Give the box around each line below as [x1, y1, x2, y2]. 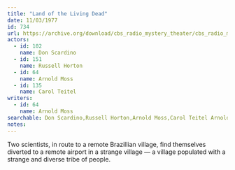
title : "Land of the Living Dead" [7, 10, 108, 17]
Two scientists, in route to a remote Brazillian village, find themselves [7, 140, 206, 148]
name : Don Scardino [20, 50, 77, 57]
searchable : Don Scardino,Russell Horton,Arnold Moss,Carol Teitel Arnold [7, 114, 230, 121]
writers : [7, 95, 33, 102]
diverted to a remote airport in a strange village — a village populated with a [7, 148, 226, 156]
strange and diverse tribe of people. [7, 155, 111, 163]
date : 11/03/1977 [7, 17, 58, 24]
